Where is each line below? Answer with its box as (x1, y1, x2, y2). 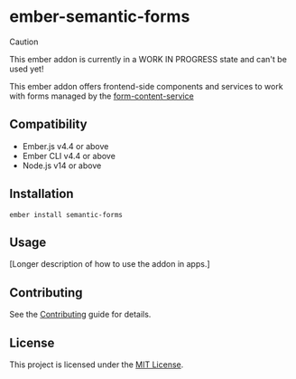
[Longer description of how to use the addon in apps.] (9, 259, 210, 270)
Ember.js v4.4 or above (22, 140, 109, 151)
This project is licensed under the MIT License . (9, 359, 184, 370)
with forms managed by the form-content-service (9, 90, 194, 101)
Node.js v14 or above (22, 160, 102, 171)
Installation (9, 186, 74, 202)
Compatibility (9, 117, 88, 132)
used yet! (9, 63, 44, 74)
